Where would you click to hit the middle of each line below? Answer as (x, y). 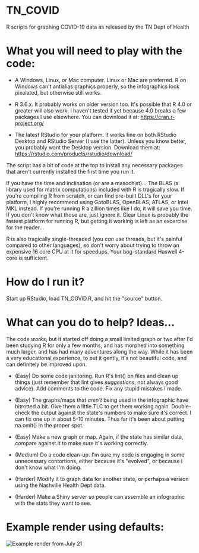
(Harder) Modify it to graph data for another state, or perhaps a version (102, 479)
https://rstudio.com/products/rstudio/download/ (73, 154)
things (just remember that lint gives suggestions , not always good (96, 382)
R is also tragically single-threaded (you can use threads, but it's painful (94, 239)
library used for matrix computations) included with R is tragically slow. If (95, 189)
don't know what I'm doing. (48, 467)
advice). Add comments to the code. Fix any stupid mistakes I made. (99, 388)
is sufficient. (34, 258)
